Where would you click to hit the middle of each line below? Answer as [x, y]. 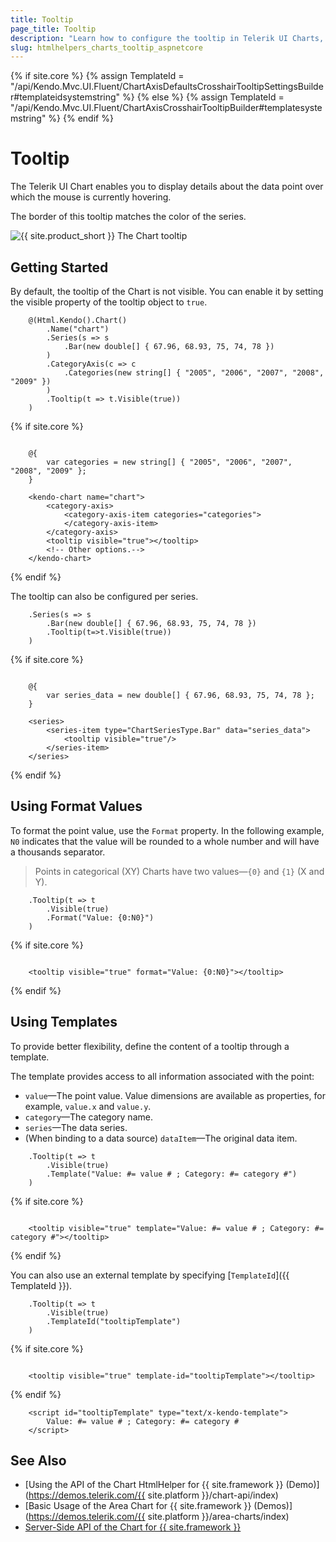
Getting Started [59, 267]
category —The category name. [88, 1117]
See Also [38, 1461]
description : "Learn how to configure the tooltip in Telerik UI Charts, [167, 38]
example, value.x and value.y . [88, 1106]
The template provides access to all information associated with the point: [162, 1076]
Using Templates [64, 1022]
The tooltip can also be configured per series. [104, 596]
